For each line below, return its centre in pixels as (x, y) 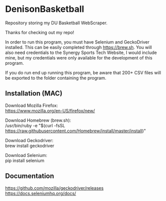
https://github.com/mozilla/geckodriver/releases (55, 188)
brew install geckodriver (30, 146)
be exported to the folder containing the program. (56, 78)
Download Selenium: (26, 155)
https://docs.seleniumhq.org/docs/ (41, 193)
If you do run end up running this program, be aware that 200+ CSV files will (83, 72)
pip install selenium (25, 160)
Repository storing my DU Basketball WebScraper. (56, 23)
